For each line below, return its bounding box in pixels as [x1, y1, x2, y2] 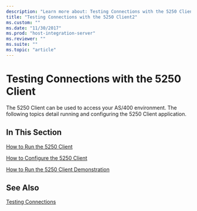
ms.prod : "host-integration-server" [6, 31, 96, 36]
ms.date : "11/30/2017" [6, 25, 62, 31]
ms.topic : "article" [6, 47, 57, 53]
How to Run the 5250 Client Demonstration [6, 166, 110, 173]
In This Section [6, 128, 62, 138]
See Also [6, 183, 39, 193]
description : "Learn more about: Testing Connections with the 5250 [6, 8, 177, 15]
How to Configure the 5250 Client [6, 154, 88, 162]
